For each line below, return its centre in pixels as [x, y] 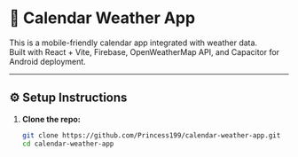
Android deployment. [47, 61]
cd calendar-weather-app [68, 144]
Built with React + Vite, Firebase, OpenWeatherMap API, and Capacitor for [145, 51]
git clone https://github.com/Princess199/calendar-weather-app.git [151, 135]
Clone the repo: [51, 119]
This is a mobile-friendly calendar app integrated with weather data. [133, 43]
